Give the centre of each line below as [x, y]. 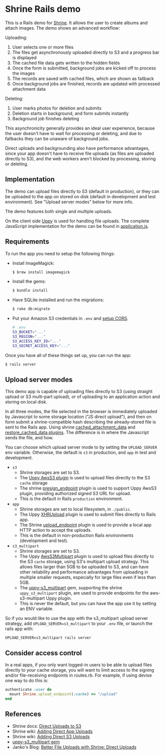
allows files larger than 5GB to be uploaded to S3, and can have [84, 567]
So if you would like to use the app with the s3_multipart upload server [77, 618]
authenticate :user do [28, 690]
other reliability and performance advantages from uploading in [84, 572]
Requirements [27, 242]
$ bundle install [30, 290]
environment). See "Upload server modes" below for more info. [69, 202]
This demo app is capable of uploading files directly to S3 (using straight [79, 392]
